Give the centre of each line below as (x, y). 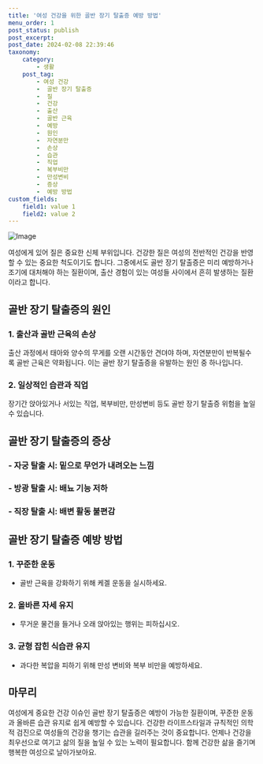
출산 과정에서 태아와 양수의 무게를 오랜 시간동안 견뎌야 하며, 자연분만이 (116, 352)
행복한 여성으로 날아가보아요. (52, 752)
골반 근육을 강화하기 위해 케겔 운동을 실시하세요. (93, 583)
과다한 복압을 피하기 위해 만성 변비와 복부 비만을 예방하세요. (111, 665)
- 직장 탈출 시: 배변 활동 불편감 (62, 512)
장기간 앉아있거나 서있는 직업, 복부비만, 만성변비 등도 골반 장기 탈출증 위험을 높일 (132, 404)
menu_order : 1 (31, 23)
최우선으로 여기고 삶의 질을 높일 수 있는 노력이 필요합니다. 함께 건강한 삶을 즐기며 (132, 743)
